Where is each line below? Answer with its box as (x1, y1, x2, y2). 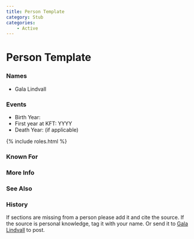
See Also (6, 184, 33, 193)
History (6, 200, 28, 208)
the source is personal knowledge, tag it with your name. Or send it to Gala (6, 220, 188, 227)
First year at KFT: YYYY (14, 120, 73, 128)
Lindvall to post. (6, 227, 46, 234)
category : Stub (6, 14, 44, 20)
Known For (6, 152, 38, 161)
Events (6, 100, 27, 109)
